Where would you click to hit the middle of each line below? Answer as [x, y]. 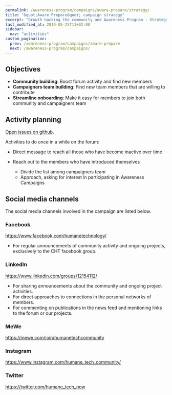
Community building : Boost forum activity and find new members [82, 82]
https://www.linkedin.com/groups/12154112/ [51, 276]
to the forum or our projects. [42, 313]
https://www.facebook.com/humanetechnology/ [56, 236]
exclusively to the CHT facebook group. [55, 251]
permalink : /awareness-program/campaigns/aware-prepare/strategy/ [78, 10]
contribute [24, 93]
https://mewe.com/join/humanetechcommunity [55, 337]
